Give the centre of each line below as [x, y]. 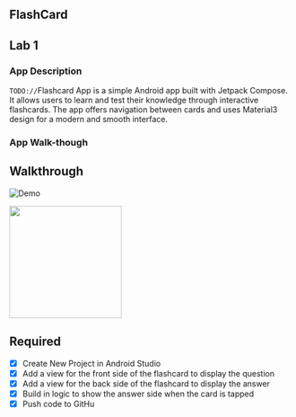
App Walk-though [48, 142]
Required [35, 342]
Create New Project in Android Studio [91, 363]
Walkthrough [46, 171]
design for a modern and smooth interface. [89, 120]
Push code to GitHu [58, 404]
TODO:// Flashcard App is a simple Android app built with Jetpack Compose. [149, 91]
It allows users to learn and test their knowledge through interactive [134, 100]
